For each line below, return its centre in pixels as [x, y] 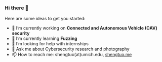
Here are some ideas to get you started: [45, 19]
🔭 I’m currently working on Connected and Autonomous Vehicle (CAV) [84, 28]
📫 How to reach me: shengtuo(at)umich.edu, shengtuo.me [72, 55]
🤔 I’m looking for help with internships [50, 44]
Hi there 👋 [17, 8]
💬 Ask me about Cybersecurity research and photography [70, 49]
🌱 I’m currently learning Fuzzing [44, 38]
